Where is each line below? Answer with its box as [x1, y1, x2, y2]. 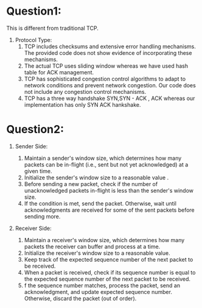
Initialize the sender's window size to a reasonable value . [24, 174, 169, 181]
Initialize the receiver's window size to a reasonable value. [24, 249, 170, 257]
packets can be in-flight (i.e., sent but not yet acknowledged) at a [24, 160, 189, 168]
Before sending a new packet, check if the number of [24, 180, 158, 187]
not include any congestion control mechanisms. [24, 88, 147, 95]
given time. [24, 167, 52, 174]
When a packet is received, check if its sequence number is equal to [24, 268, 196, 276]
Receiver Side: [15, 224, 52, 232]
